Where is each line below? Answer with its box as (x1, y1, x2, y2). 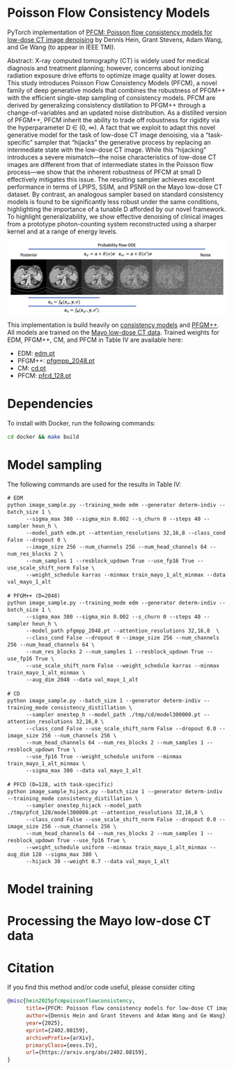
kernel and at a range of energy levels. (7, 227, 118, 236)
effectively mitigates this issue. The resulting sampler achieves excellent (7, 175, 215, 183)
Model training (7, 881, 94, 897)
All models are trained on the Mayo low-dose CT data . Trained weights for (7, 328, 219, 337)
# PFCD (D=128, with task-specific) (7, 781, 114, 788)
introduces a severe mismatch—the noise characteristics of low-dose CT (7, 152, 217, 161)
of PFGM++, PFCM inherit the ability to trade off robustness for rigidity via (7, 115, 220, 124)
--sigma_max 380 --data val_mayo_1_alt (25, 767, 141, 774)
